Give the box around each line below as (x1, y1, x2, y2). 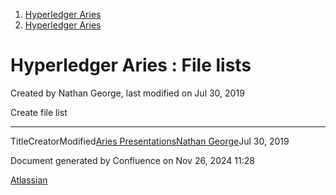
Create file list (10, 106, 68, 118)
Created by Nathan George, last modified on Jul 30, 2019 (10, 87, 245, 99)
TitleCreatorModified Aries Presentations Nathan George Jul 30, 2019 (10, 135, 290, 147)
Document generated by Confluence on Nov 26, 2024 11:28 (10, 154, 255, 166)
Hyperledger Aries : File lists (10, 54, 252, 77)
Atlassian (10, 174, 48, 186)
